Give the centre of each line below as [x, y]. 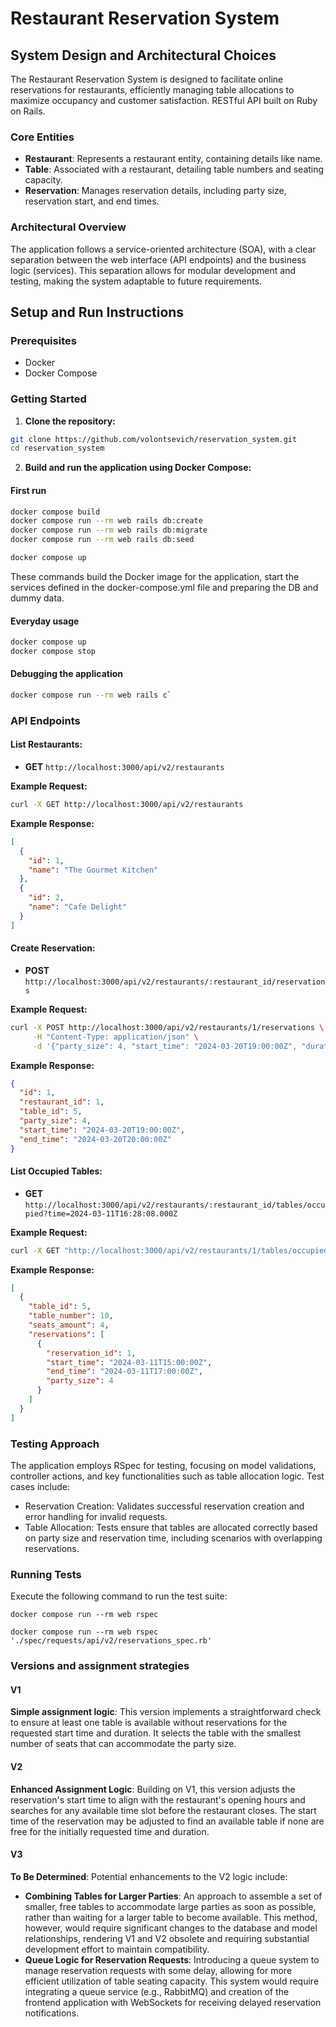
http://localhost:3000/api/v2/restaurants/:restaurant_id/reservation [175, 982]
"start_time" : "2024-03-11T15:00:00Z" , [129, 1362]
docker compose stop [53, 651]
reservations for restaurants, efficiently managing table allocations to [152, 90]
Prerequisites [43, 340]
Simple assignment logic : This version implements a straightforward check [166, 1712]
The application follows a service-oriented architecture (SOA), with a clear [163, 249]
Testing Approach [55, 1444]
